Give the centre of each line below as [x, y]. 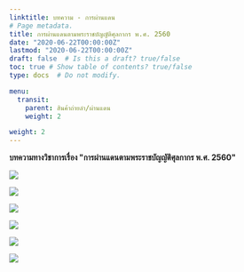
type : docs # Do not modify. [65, 76]
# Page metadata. [41, 26]
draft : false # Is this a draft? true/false [94, 59]
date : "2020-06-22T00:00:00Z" [65, 42]
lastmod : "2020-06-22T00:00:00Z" [71, 51]
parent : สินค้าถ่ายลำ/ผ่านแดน [68, 108]
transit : [33, 100]
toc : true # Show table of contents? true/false [101, 68]
